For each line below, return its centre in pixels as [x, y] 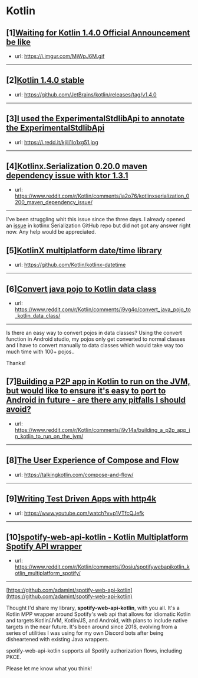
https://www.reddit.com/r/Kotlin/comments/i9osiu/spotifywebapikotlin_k [102, 567]
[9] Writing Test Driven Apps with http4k [81, 499]
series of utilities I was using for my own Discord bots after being [85, 633]
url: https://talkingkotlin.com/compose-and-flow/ [74, 474]
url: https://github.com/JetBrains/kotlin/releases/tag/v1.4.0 [86, 94]
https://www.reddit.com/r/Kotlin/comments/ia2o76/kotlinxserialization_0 [102, 196]
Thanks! [16, 363]
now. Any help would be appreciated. [51, 232]
